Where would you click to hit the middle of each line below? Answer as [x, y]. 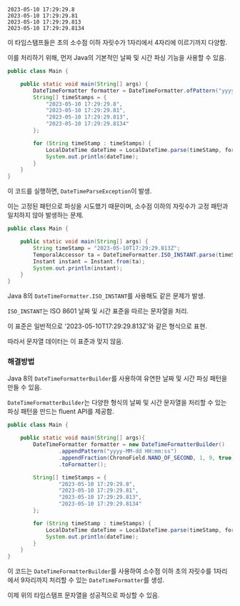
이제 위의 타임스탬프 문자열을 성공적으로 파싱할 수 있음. [84, 595]
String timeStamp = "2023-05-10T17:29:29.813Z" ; [107, 248]
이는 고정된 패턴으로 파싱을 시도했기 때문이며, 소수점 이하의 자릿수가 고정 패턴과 [118, 206]
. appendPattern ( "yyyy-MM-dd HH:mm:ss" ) [117, 451]
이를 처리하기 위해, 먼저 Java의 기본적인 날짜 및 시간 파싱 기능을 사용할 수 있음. [117, 57]
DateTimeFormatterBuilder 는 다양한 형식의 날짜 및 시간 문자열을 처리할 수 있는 [117, 403]
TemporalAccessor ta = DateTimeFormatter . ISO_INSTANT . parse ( [126, 255]
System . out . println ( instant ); [78, 268]
